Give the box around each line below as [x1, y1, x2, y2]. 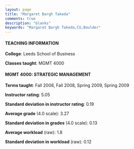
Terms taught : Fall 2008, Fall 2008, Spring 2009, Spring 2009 [5, 82, 130, 88]
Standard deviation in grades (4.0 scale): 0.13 [5, 120, 98, 126]
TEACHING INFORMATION [5, 40, 59, 46]
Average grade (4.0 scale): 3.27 [5, 110, 69, 116]
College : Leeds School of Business [5, 51, 75, 57]
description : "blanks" [5, 20, 51, 26]
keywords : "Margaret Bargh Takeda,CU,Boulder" [5, 25, 101, 30]
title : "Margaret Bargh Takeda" [5, 12, 70, 17]
